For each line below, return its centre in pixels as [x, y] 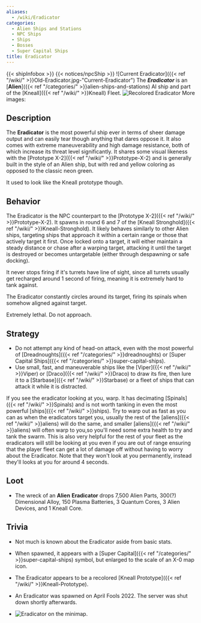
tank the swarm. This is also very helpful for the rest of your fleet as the [94, 437]
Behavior [23, 201]
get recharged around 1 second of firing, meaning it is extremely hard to [95, 279]
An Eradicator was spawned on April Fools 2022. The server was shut [101, 595]
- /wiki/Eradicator [36, 17]
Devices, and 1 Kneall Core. [49, 508]
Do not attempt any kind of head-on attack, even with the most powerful [104, 348]
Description [28, 118]
